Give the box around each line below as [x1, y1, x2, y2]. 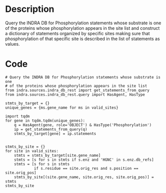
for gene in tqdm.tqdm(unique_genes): [5, 118, 85, 123]
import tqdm [5, 114, 30, 119]
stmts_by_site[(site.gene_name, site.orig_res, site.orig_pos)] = [14, 175, 154, 180]
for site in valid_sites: [5, 148, 58, 153]
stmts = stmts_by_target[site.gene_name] [14, 153, 101, 158]
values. [5, 41, 20, 47]
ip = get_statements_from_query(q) [14, 127, 88, 132]
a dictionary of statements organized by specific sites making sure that [5, 30, 150, 36]
